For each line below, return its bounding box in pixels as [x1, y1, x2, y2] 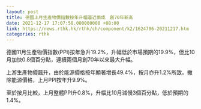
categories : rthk [6, 31, 50, 37]
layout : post [6, 8, 39, 15]
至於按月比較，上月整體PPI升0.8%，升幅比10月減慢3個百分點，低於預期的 [6, 89, 189, 96]
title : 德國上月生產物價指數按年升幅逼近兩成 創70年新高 [6, 14, 133, 20]
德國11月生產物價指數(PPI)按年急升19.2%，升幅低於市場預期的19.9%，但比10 [6, 49, 195, 56]
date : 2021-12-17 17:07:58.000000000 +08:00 [6, 20, 119, 26]
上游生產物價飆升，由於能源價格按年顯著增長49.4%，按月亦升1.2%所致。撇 [6, 69, 193, 76]
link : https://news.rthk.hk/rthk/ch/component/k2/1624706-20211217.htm [6, 25, 189, 32]
